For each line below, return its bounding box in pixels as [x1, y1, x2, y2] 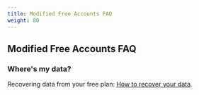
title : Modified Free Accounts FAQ [7, 10, 113, 18]
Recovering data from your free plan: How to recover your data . [7, 80, 193, 89]
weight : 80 [7, 17, 40, 24]
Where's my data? [7, 64, 72, 74]
